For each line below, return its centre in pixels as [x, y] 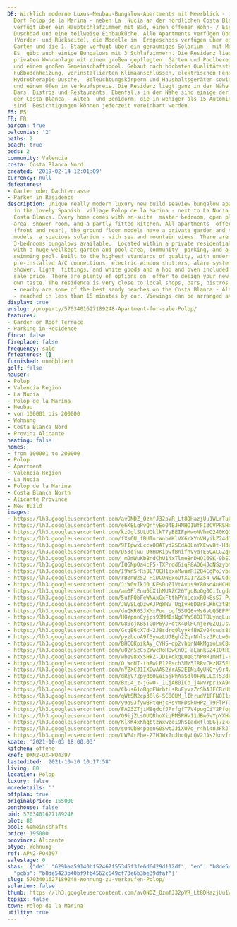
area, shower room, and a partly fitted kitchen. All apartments [112, 224]
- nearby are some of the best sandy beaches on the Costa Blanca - [116, 289]
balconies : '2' [30, 132]
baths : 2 [20, 138]
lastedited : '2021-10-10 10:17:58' [60, 762]
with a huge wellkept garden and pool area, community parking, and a [121, 250]
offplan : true [28, 794]
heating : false [30, 440]
